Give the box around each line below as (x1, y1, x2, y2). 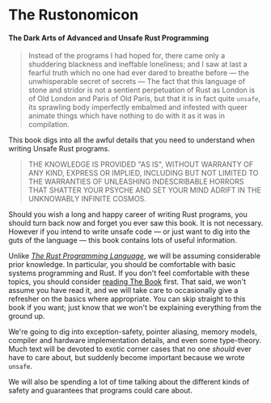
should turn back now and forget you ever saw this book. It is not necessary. (8, 218, 264, 228)
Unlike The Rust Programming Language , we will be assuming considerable (8, 251, 261, 261)
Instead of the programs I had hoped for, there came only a (28, 51, 226, 61)
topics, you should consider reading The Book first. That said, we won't (8, 277, 247, 286)
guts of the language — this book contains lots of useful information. (8, 235, 237, 245)
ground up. (8, 312, 45, 321)
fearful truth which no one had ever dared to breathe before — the (28, 68, 249, 78)
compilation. (28, 120, 70, 129)
